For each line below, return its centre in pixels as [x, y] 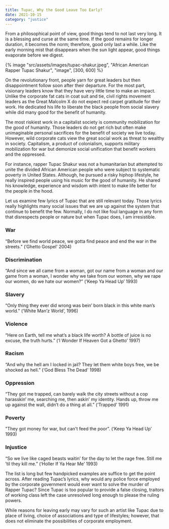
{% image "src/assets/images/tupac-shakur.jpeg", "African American [77, 65]
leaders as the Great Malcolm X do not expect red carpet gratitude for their [83, 102]
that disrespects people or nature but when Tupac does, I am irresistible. [81, 217]
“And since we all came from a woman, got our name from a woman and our [84, 271]
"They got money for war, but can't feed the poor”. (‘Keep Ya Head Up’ [79, 429]
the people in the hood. [30, 191]
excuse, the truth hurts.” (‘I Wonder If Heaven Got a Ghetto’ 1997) [73, 340]
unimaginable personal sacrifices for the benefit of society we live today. [81, 133]
